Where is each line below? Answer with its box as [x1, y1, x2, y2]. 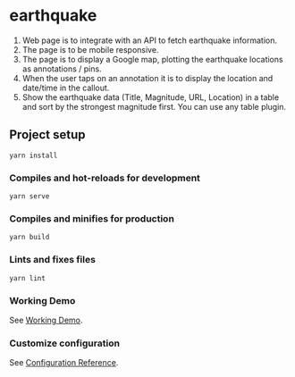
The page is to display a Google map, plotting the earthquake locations [21, 54, 283, 64]
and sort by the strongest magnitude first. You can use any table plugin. [21, 101, 287, 112]
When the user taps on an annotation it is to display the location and [21, 72, 274, 83]
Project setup [9, 127, 87, 143]
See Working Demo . [9, 314, 83, 325]
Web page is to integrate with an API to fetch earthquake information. [21, 35, 278, 46]
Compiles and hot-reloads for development [9, 172, 201, 184]
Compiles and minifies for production [9, 212, 174, 224]
